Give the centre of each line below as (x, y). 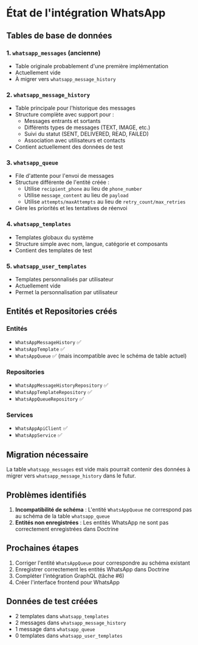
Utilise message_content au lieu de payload (76, 196)
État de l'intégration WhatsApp (86, 13)
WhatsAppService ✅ (39, 435)
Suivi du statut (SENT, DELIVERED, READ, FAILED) (86, 134)
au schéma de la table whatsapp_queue (63, 516)
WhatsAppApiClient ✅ (41, 428)
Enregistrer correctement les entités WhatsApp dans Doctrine (92, 569)
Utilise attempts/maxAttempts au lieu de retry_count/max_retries (105, 202)
